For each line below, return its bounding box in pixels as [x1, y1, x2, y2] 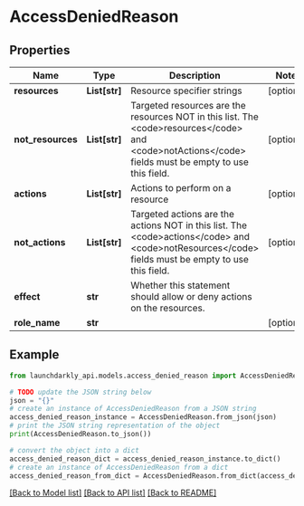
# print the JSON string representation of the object [9, 421, 221, 431]
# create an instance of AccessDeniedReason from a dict [9, 463, 229, 472]
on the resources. [130, 301, 205, 314]
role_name [14, 317, 61, 329]
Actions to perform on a [130, 182, 232, 194]
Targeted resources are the [130, 100, 246, 111]
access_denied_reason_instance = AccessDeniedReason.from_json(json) [9, 413, 278, 422]
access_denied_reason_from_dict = [9, 471, 140, 481]
